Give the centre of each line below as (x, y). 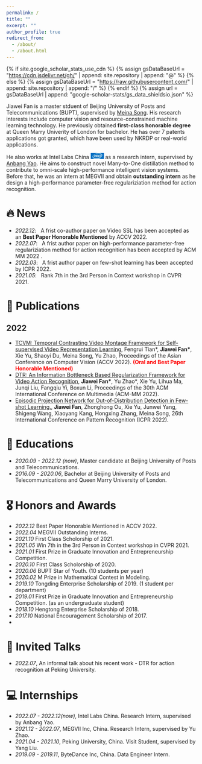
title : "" (19, 19)
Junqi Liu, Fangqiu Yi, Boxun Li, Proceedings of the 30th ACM (92, 387)
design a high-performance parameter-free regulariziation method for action (101, 182)
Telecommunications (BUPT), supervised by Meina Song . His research (94, 112)
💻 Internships (42, 695)
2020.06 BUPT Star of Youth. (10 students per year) (79, 571)
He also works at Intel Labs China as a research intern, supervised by (99, 157)
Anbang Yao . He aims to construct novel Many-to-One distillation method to (100, 163)
